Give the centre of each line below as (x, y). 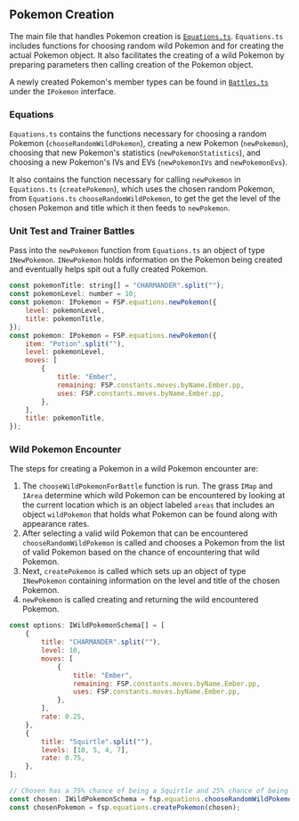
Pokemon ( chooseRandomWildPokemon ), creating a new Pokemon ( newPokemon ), (149, 144)
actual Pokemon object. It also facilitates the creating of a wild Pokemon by (147, 55)
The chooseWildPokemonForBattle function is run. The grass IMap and (147, 486)
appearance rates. (56, 524)
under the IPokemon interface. (63, 91)
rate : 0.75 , (64, 758)
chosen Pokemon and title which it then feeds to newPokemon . (120, 208)
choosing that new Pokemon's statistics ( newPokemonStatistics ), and (135, 153)
